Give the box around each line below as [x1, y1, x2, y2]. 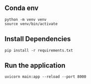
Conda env [4, 4, 39, 12]
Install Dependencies [4, 35, 71, 43]
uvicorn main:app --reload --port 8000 [4, 74, 87, 80]
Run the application [4, 61, 66, 70]
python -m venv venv [4, 17, 47, 22]
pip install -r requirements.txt [4, 48, 73, 53]
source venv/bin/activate [4, 21, 58, 26]
